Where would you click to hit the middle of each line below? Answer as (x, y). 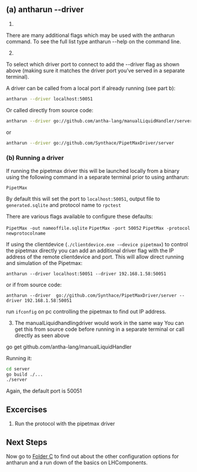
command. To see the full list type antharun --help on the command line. (94, 41)
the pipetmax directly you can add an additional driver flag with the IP (90, 250)
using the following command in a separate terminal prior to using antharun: (98, 177)
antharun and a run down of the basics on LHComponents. (77, 462)
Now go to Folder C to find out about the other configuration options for (93, 456)
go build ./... (25, 374)
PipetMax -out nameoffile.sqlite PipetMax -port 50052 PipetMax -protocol (98, 228)
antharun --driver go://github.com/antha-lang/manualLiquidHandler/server (99, 121)
